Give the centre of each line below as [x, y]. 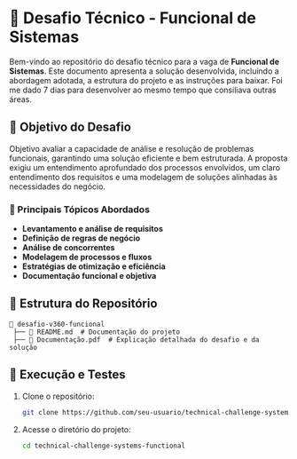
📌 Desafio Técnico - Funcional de [133, 18]
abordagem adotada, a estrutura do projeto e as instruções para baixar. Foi [146, 80]
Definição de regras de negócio [81, 238]
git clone [40, 412]
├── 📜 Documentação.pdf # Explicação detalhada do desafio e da [136, 340]
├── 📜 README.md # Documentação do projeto [96, 332]
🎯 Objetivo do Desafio [70, 127]
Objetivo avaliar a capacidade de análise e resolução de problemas [132, 148]
